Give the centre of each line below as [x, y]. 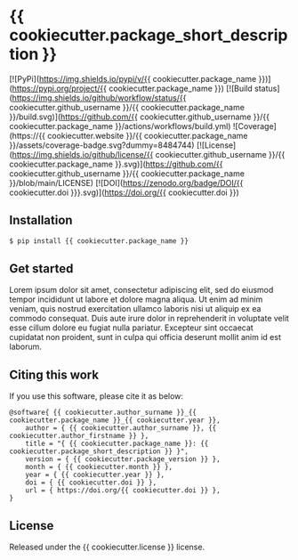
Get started [41, 269]
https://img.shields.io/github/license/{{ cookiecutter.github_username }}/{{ [149, 154]
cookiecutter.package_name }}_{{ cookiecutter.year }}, [115, 420]
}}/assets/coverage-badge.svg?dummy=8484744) [102, 145]
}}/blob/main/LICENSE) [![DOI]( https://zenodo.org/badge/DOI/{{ [126, 183]
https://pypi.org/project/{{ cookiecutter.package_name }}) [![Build [133, 88]
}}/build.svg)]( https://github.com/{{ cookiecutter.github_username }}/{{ [139, 117]
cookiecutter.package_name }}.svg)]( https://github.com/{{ [116, 164]
